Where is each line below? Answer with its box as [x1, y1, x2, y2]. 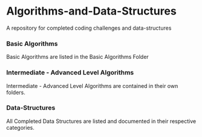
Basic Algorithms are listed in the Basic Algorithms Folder [6, 53, 149, 61]
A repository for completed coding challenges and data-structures [6, 24, 172, 32]
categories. [6, 124, 34, 131]
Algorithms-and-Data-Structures [6, 4, 177, 18]
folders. [6, 89, 25, 96]
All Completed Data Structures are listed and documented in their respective [6, 117, 197, 125]
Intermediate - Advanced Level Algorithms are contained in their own [6, 82, 178, 89]
